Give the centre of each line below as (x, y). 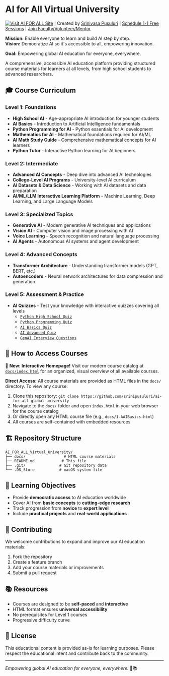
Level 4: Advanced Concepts (41, 255)
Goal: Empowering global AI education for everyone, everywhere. (73, 53)
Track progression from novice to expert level (61, 508)
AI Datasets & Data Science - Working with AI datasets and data (79, 185)
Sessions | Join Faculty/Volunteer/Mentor (48, 28)
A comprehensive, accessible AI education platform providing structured (80, 63)
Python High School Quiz (46, 317)
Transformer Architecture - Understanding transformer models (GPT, (85, 265)
